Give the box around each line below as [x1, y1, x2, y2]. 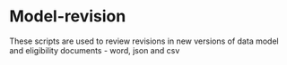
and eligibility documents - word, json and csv [9, 45, 180, 55]
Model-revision [9, 6, 126, 27]
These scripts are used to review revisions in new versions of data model [9, 36, 280, 46]
